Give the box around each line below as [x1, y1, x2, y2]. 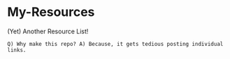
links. [7, 47, 27, 53]
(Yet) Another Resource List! [7, 27, 89, 35]
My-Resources [7, 4, 95, 20]
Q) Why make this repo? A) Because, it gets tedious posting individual [7, 40, 224, 47]
